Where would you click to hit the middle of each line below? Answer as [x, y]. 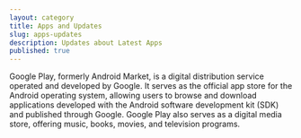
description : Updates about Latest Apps [86, 43]
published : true [40, 51]
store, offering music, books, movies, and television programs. [125, 124]
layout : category [42, 17]
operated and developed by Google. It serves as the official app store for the [151, 86]
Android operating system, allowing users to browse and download [133, 96]
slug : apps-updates [46, 34]
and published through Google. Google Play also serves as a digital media [146, 115]
